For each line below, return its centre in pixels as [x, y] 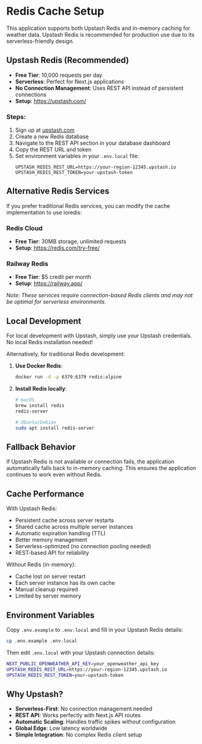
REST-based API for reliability [52, 553]
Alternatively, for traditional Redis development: [66, 354]
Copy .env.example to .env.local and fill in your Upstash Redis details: [95, 629]
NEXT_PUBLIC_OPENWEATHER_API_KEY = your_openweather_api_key [83, 663]
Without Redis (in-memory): [41, 565]
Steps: [16, 117]
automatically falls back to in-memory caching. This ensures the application [101, 468]
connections [31, 94]
